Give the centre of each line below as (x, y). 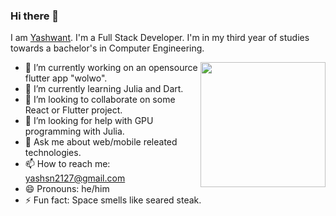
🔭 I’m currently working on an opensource (111, 68)
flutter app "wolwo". (66, 78)
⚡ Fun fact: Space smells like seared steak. (113, 200)
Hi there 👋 (35, 16)
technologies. (53, 153)
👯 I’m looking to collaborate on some (100, 100)
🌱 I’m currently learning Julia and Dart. (104, 89)
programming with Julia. (74, 131)
